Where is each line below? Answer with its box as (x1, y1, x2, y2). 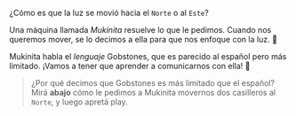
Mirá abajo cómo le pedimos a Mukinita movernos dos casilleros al (30, 88, 276, 97)
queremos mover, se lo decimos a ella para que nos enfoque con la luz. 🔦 (9, 35, 278, 44)
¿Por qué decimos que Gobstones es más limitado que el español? (30, 78, 276, 88)
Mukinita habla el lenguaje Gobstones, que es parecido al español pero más (9, 51, 287, 61)
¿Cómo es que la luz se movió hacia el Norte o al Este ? (9, 8, 209, 18)
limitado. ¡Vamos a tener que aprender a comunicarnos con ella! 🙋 (9, 61, 251, 71)
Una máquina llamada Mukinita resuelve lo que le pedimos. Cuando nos (9, 25, 272, 35)
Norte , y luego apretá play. (30, 97, 129, 107)
